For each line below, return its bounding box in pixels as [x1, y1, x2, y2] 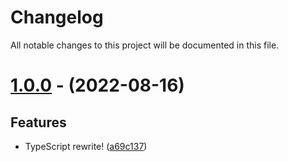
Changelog [10, 6, 104, 29]
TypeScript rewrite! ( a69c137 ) [24, 140, 148, 152]
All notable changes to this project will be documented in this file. [10, 39, 280, 51]
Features [10, 114, 67, 131]
